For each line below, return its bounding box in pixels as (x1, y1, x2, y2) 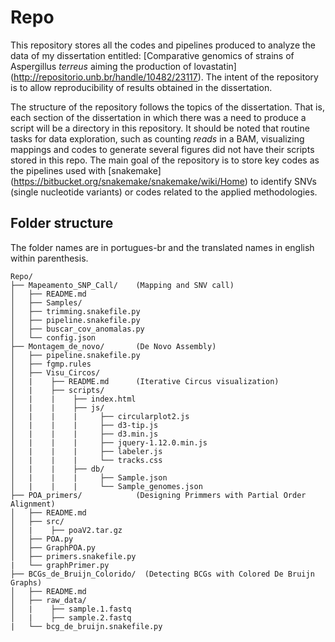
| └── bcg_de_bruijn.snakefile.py (10, 621, 163, 631)
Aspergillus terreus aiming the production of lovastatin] (10, 60, 237, 72)
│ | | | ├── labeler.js (10, 446, 163, 456)
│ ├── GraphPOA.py (10, 542, 97, 553)
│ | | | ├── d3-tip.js (10, 420, 159, 430)
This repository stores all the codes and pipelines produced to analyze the (10, 39, 317, 51)
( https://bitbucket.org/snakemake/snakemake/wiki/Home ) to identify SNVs (10, 175, 317, 187)
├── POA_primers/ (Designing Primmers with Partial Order (10, 490, 307, 500)
